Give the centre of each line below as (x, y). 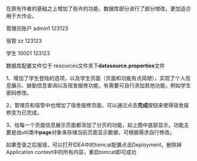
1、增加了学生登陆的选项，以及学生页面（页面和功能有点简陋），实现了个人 (96, 78)
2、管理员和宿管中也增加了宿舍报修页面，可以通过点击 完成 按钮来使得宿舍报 (98, 105)
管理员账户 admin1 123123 (37, 28)
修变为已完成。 (24, 112)
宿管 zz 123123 (24, 41)
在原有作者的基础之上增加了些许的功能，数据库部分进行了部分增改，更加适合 (98, 8)
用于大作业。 (21, 16)
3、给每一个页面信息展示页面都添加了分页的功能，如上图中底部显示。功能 (95, 125)
